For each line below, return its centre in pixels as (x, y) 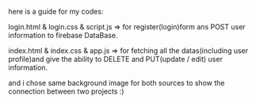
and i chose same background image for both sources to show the (117, 83)
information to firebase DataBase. (63, 35)
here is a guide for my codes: (56, 12)
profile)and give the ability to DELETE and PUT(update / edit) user (116, 59)
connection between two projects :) (66, 91)
